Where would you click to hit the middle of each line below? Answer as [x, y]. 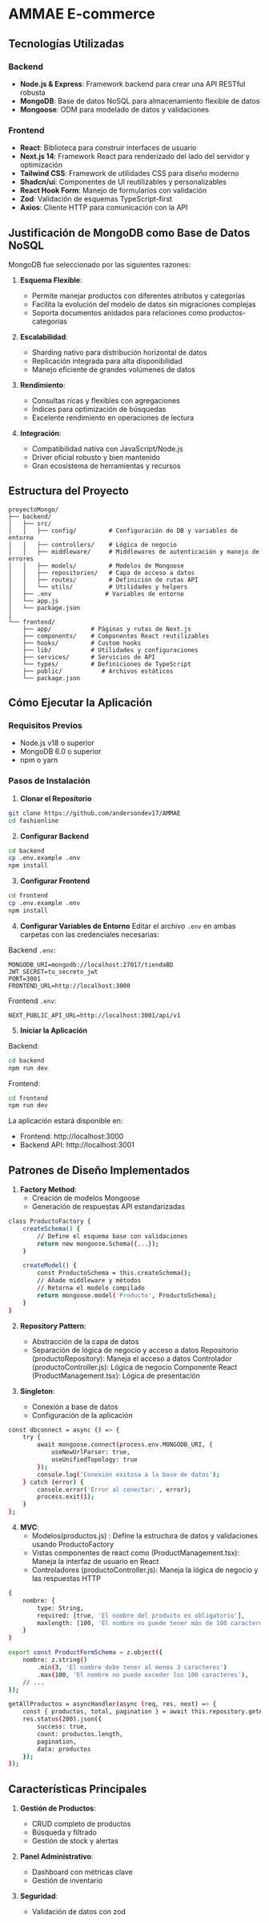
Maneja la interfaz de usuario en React [95, 1562]
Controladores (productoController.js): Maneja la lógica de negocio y [145, 1570]
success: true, [62, 1727]
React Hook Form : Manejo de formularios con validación [113, 190]
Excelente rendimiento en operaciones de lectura [113, 418]
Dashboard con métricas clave [82, 1872]
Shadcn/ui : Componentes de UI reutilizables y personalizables [123, 182]
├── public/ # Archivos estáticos [98, 671]
